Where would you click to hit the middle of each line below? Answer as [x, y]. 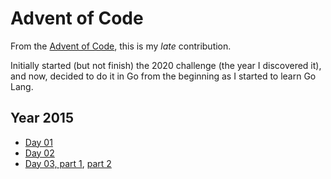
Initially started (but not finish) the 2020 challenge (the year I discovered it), [166, 65]
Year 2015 [42, 118]
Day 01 [38, 142]
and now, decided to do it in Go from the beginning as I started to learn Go [163, 76]
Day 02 [39, 153]
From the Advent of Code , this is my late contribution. [121, 46]
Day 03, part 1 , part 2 [68, 163]
